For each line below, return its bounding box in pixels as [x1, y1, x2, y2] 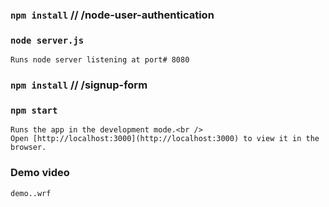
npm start [10, 105, 58, 117]
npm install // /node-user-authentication [10, 8, 215, 22]
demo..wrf [10, 188, 52, 198]
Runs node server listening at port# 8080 [10, 55, 190, 65]
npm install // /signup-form [10, 78, 148, 92]
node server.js [10, 34, 85, 46]
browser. [10, 143, 47, 153]
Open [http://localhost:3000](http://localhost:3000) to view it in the [10, 134, 320, 144]
